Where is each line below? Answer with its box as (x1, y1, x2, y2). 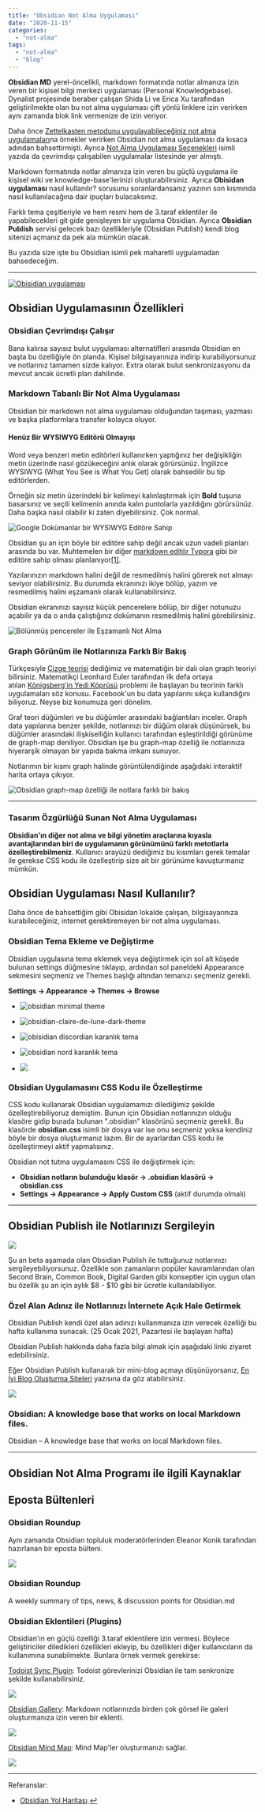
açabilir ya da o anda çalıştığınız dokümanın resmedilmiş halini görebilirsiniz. (8, 611, 256, 620)
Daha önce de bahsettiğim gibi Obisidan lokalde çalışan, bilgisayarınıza (8, 908, 239, 917)
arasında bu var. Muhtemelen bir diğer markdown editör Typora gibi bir (8, 547, 238, 556)
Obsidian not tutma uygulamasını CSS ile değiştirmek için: (8, 1157, 196, 1166)
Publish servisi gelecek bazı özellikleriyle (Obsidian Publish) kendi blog (8, 224, 240, 233)
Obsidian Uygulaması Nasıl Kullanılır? (8, 887, 196, 901)
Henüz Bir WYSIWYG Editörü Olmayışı (8, 432, 136, 443)
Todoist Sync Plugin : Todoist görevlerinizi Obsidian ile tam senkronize (8, 1666, 234, 1675)
